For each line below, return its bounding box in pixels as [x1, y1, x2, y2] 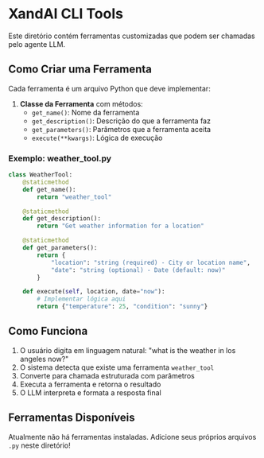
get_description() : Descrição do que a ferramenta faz [31, 116, 211, 126]
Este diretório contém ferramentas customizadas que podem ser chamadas [8, 31, 256, 41]
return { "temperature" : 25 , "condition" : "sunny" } [37, 303, 208, 311]
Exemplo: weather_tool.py [8, 153, 112, 164]
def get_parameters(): [22, 244, 98, 252]
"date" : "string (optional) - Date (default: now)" [50, 266, 226, 274]
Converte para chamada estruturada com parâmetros [19, 371, 195, 380]
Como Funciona [8, 324, 88, 338]
